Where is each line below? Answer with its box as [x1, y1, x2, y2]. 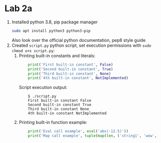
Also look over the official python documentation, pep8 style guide [11, 37, 146, 43]
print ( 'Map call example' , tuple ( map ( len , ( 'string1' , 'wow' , [28, 133, 157, 139]
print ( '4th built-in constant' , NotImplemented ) [28, 76, 129, 81]
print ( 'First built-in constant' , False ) [28, 62, 113, 67]
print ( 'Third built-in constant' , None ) [28, 71, 111, 76]
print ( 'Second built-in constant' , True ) [28, 67, 113, 71]
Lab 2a [4, 3, 33, 14]
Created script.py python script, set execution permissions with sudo [11, 42, 152, 48]
